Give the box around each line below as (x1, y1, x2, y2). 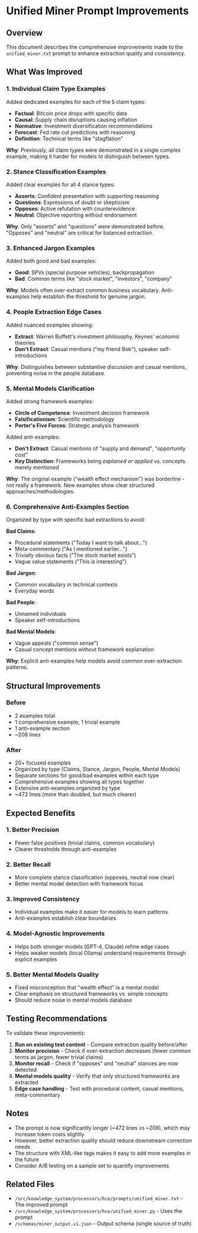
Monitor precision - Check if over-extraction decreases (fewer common (14, 1047, 191, 1054)
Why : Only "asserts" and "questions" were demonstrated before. (6, 222, 165, 230)
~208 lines (14, 731, 41, 738)
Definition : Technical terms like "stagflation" (14, 135, 124, 142)
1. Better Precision (6, 826, 59, 834)
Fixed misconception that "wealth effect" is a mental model (14, 984, 159, 991)
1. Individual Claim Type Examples (6, 85, 106, 93)
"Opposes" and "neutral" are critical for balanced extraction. (6, 229, 154, 236)
